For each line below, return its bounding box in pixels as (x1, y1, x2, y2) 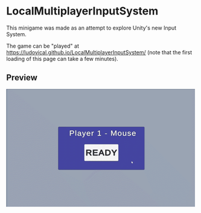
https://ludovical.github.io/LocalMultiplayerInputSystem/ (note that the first (6, 48, 193, 56)
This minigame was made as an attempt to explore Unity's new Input (6, 24, 177, 31)
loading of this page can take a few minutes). (6, 55, 119, 62)
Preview (6, 72, 38, 83)
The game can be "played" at (6, 42, 80, 49)
